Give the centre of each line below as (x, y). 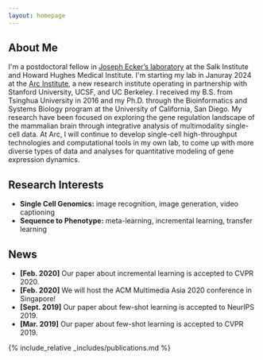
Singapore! (38, 299)
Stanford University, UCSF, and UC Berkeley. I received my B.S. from (120, 92)
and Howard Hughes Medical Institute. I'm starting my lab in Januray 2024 (130, 75)
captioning (37, 212)
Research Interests (56, 185)
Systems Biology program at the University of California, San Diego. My (125, 109)
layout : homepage (37, 15)
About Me (33, 48)
